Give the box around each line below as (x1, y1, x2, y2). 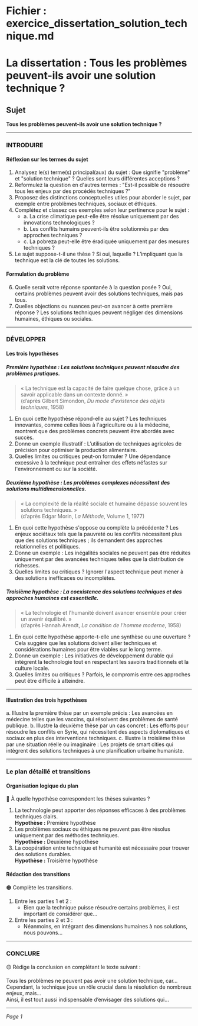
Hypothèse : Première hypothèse (14, 819, 96, 827)
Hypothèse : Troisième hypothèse (14, 857, 98, 864)
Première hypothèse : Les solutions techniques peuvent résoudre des (6, 363, 180, 370)
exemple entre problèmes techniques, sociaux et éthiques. (14, 200, 157, 208)
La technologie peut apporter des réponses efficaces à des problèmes (14, 806, 186, 814)
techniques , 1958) (20, 404, 65, 411)
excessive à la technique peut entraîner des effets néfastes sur (14, 459, 168, 466)
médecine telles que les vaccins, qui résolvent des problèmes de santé (6, 716, 179, 723)
